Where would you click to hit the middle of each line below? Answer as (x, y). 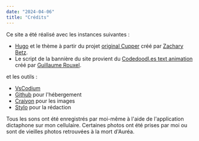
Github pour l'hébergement (48, 94)
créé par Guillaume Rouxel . (48, 65)
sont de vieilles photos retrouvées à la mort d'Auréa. (70, 131)
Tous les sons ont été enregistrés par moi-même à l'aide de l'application (95, 119)
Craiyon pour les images (45, 101)
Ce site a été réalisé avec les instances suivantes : (68, 34)
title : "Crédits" (28, 17)
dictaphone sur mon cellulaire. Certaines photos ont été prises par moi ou (97, 125)
